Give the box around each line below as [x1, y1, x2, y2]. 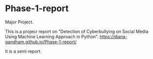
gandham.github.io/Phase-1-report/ [5, 39, 77, 44]
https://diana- [100, 34, 127, 39]
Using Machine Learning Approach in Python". [5, 34, 99, 39]
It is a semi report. [5, 48, 42, 54]
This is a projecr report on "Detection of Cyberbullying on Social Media [5, 28, 149, 34]
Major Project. [5, 19, 34, 25]
